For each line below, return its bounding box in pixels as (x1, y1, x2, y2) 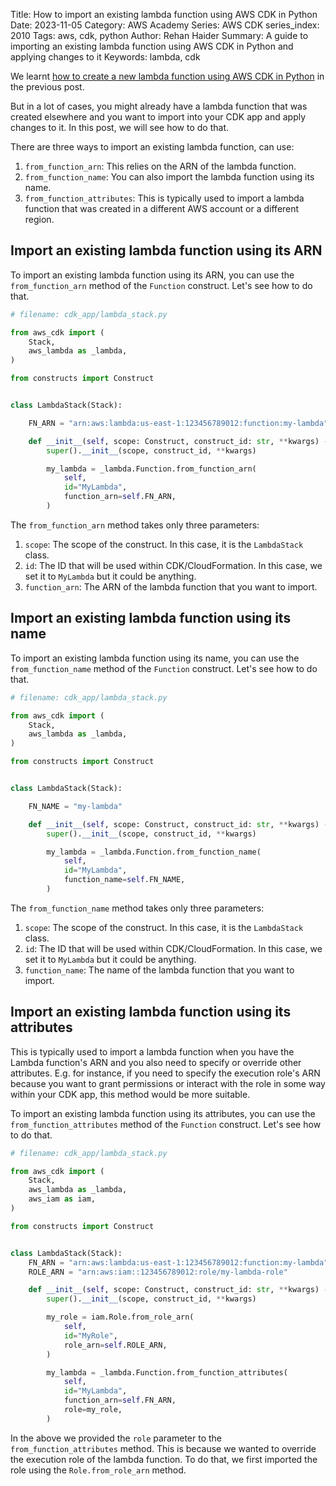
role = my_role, (63, 1405, 123, 1415)
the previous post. (10, 81, 85, 93)
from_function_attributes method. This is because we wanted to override (10, 1442, 317, 1454)
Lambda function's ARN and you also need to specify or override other (10, 1056, 302, 1068)
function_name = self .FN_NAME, (63, 875, 186, 885)
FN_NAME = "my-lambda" (28, 801, 123, 811)
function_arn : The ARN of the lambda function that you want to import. (24, 580, 318, 593)
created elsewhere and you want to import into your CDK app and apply (10, 111, 307, 123)
